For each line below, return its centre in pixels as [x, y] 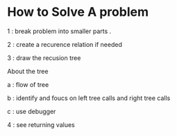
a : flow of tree [28, 84]
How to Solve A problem [78, 12]
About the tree [28, 71]
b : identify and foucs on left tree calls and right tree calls [89, 98]
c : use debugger [32, 111]
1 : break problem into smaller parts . [59, 31]
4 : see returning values [41, 124]
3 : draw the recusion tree [44, 58]
